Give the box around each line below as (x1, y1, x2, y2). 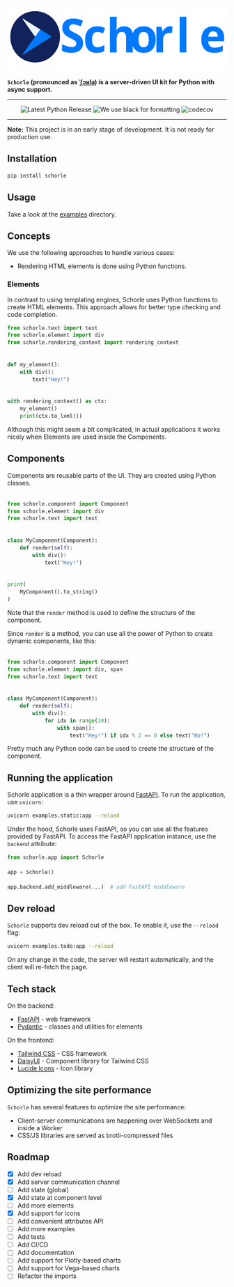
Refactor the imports (17, 1272, 77, 1280)
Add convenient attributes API (17, 1217, 104, 1225)
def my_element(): (7, 361, 61, 368)
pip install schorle (7, 172, 68, 179)
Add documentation (17, 1249, 75, 1257)
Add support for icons (17, 1209, 81, 1217)
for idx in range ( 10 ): (44, 717, 111, 724)
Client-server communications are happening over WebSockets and (17, 1116, 212, 1125)
